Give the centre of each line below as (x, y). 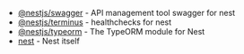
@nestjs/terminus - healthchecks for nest (95, 22)
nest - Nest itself (49, 41)
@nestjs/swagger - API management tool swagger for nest (126, 13)
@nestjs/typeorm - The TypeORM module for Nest (111, 31)
